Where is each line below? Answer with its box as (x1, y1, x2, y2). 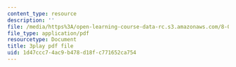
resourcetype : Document (7, 36, 77, 43)
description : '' (7, 17, 55, 24)
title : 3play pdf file (7, 43, 74, 50)
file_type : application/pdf (7, 29, 90, 37)
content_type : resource (7, 10, 77, 17)
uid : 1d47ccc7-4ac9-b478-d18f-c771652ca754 (7, 50, 137, 57)
